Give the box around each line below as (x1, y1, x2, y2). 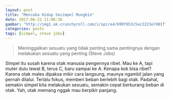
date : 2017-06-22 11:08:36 (5, 17, 63, 22)
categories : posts (5, 26, 44, 31)
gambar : (5, 21, 22, 27)
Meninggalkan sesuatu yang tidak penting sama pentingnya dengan (17, 45, 160, 51)
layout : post (5, 7, 33, 13)
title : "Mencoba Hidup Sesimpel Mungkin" (5, 12, 95, 17)
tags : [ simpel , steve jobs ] (5, 31, 65, 36)
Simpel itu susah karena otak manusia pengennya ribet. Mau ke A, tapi (5, 60, 153, 66)
